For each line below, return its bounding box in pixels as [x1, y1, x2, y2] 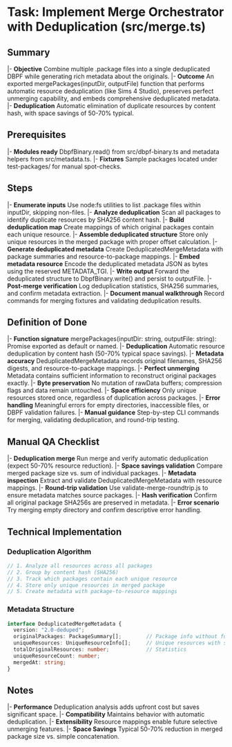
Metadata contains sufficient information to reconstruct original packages [7, 371, 217, 380]
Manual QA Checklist [7, 436, 100, 448]
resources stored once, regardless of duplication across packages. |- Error [7, 394, 221, 402]
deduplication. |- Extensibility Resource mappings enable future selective [7, 718, 217, 726]
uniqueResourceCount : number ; [13, 652, 100, 659]
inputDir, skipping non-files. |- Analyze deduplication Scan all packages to [7, 208, 221, 216]
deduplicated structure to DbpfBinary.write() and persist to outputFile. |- [7, 274, 213, 283]
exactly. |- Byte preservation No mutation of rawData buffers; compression [7, 379, 222, 387]
